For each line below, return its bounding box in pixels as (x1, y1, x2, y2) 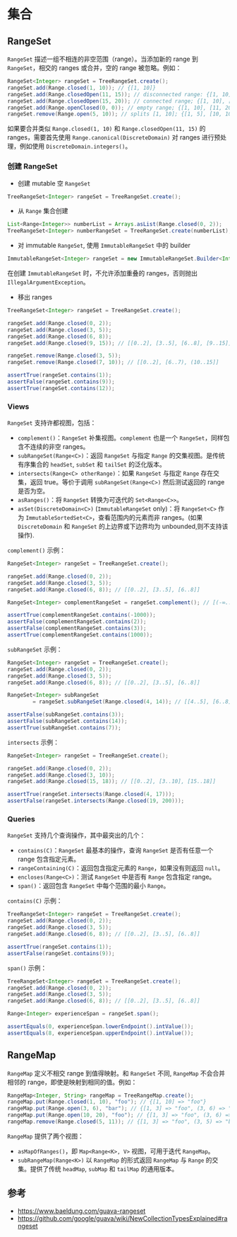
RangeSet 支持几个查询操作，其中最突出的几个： (7, 831, 146, 840)
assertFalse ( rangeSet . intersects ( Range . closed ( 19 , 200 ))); (7, 797, 185, 804)
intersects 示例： (7, 738, 60, 746)
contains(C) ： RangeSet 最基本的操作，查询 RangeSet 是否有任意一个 (17, 846, 214, 855)
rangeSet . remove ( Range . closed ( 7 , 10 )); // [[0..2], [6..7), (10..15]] (7, 359, 219, 366)
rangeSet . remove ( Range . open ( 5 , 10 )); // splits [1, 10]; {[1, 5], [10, (7, 110, 222, 118)
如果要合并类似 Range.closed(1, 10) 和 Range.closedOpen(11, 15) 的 (7, 125, 206, 133)
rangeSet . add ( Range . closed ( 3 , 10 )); (7, 771, 115, 779)
